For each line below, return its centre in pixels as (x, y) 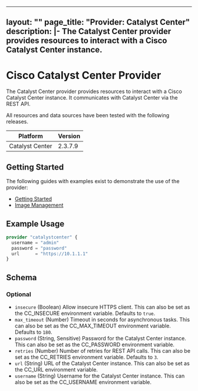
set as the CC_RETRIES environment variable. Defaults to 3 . (86, 357)
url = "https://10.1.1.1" (50, 254)
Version (69, 136)
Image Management (39, 205)
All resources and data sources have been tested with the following (88, 115)
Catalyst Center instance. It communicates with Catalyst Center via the (92, 98)
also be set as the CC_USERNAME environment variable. (83, 382)
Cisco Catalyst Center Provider (84, 75)
